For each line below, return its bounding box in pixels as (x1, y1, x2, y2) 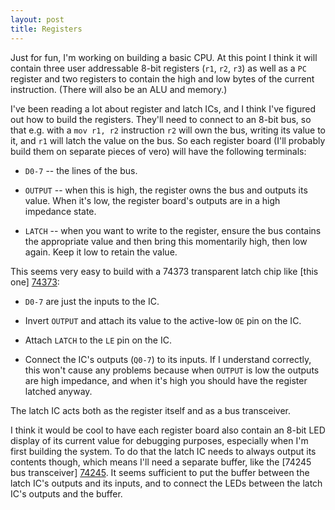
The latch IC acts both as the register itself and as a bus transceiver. (10, 404, 291, 416)
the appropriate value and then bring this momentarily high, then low (24, 235, 308, 247)
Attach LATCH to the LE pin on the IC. (24, 334, 172, 346)
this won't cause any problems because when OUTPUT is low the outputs (24, 364, 320, 376)
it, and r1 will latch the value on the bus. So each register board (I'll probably (10, 134, 326, 146)
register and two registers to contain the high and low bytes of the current (10, 72, 315, 85)
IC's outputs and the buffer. (10, 487, 123, 500)
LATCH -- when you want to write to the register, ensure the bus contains (24, 224, 322, 236)
